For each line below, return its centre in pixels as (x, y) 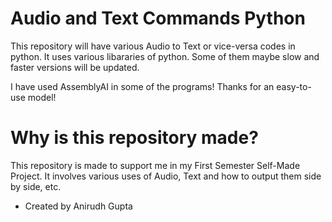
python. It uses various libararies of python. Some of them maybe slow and (165, 56)
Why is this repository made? (134, 138)
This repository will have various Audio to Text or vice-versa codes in (153, 46)
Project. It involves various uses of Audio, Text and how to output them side (166, 176)
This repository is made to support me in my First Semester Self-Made (155, 165)
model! (42, 97)
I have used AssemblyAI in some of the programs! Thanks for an (142, 86)
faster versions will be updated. (75, 67)
